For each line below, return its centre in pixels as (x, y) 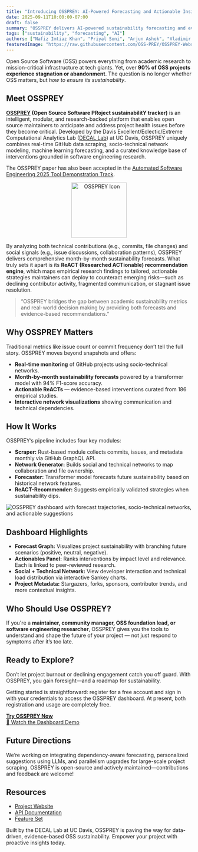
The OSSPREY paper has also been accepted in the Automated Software (94, 168)
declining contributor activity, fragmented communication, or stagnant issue (98, 283)
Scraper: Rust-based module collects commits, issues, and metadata (99, 452)
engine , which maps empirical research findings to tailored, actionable (92, 271)
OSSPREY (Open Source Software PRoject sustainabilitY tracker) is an (93, 113)
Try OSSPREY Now (29, 716)
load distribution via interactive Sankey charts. (71, 577)
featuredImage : (25, 45)
